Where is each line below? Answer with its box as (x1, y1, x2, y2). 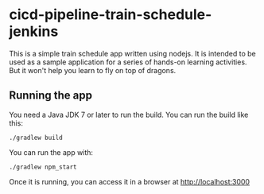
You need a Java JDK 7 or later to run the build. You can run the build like (9, 110, 249, 119)
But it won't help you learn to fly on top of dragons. (9, 65, 177, 75)
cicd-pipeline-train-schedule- (9, 6, 212, 24)
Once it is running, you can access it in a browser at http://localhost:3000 (9, 177, 250, 186)
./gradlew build (9, 134, 63, 142)
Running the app (9, 89, 92, 103)
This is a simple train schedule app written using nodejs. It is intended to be (9, 48, 257, 58)
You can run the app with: (9, 147, 94, 157)
